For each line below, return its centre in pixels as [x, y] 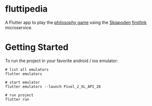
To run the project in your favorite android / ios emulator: [62, 61]
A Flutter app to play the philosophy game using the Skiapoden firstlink [76, 22]
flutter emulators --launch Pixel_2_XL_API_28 [53, 87]
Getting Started [37, 47]
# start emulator [23, 82]
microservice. [19, 27]
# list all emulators [27, 70]
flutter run [17, 99]
